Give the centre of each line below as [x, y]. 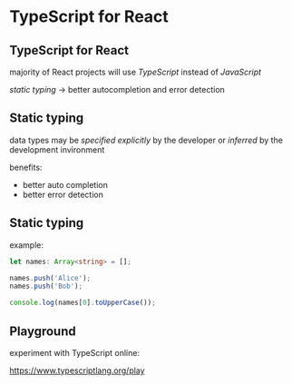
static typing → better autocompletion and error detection [117, 89]
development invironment [57, 149]
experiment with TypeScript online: [75, 352]
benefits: [26, 167]
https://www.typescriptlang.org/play [77, 370]
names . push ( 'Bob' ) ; [46, 286]
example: [26, 245]
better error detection [63, 194]
